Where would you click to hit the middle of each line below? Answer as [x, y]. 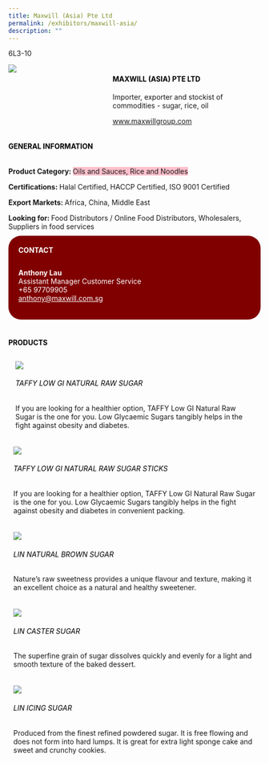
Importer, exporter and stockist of [168, 96]
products [28, 342]
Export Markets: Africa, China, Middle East [79, 202]
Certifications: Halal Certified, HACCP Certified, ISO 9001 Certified [119, 186]
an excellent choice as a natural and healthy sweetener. [105, 588]
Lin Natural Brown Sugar [64, 554]
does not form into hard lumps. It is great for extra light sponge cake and [133, 741]
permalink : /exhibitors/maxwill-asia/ [73, 23]
